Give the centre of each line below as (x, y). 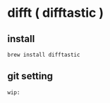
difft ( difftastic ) (56, 13)
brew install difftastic (44, 55)
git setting (30, 76)
